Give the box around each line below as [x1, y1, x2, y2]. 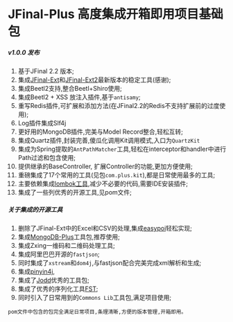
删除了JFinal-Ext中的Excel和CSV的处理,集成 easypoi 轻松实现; [17, 224, 193, 233]
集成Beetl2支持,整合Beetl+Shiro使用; [17, 84, 122, 93]
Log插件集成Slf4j [17, 119, 67, 127]
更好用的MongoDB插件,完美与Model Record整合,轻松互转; [17, 127, 183, 136]
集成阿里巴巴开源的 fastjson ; [17, 250, 100, 258]
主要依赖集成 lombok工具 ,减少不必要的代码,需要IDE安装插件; [17, 179, 189, 188]
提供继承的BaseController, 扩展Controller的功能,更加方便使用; [17, 162, 193, 170]
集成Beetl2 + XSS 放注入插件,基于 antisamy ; [17, 93, 141, 101]
